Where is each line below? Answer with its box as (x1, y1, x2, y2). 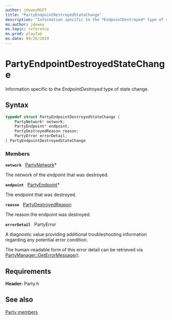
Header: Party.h (5, 280, 39, 287)
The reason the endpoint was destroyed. (5, 211, 91, 218)
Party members (5, 309, 38, 315)
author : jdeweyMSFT (5, 7, 47, 13)
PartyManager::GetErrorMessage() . (5, 252, 80, 259)
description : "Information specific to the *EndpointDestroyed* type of (5, 17, 164, 22)
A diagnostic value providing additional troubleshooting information (5, 231, 147, 238)
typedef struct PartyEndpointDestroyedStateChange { (5, 114, 120, 119)
